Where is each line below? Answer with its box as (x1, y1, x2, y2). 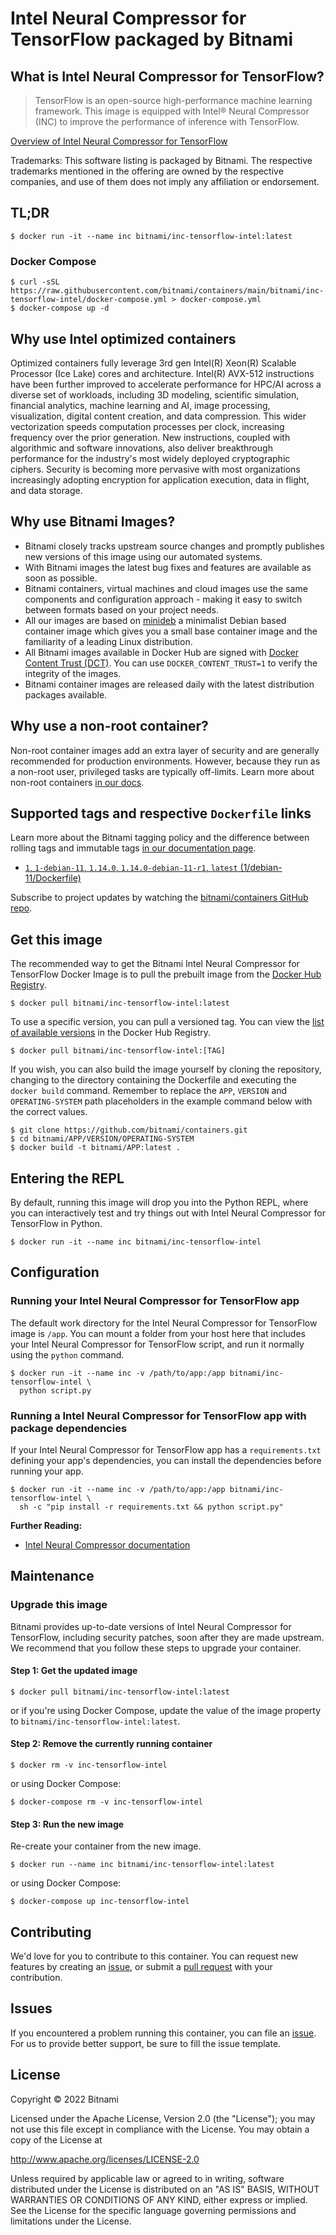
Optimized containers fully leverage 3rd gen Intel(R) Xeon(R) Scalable (10, 357, 297, 369)
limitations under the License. (10, 2215, 132, 2227)
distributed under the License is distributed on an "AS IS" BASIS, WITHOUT (10, 2183, 320, 2195)
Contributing (10, 1923, 92, 1941)
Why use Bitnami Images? (10, 513, 176, 531)
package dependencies (10, 1421, 128, 1435)
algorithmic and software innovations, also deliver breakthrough (10, 442, 273, 454)
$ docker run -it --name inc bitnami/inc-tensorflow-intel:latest (10, 231, 293, 241)
